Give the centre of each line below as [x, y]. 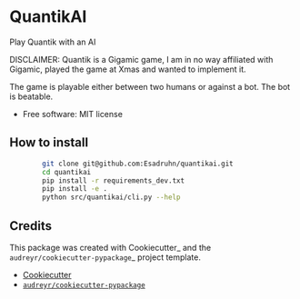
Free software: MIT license [72, 114]
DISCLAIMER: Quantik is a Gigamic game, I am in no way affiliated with [141, 59]
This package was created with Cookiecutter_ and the [110, 247]
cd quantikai [67, 172]
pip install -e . [75, 189]
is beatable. [31, 96]
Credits [31, 226]
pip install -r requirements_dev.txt [113, 180]
